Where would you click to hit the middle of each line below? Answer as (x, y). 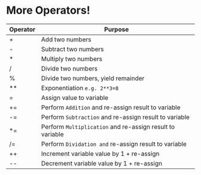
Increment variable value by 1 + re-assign (100, 153)
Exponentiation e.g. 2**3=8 (80, 88)
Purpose (117, 29)
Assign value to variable (75, 97)
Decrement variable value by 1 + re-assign (102, 163)
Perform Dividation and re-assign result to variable (114, 144)
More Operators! (48, 10)
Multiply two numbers (72, 59)
